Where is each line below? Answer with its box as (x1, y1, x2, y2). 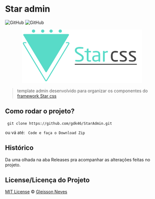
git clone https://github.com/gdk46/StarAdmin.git (7, 121, 112, 126)
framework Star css (17, 93, 57, 99)
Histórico (5, 144, 34, 152)
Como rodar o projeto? (5, 107, 75, 116)
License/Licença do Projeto (5, 176, 90, 184)
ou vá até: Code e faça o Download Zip (5, 129, 85, 135)
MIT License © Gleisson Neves (5, 189, 67, 195)
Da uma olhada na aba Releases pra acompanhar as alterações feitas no (5, 157, 150, 162)
